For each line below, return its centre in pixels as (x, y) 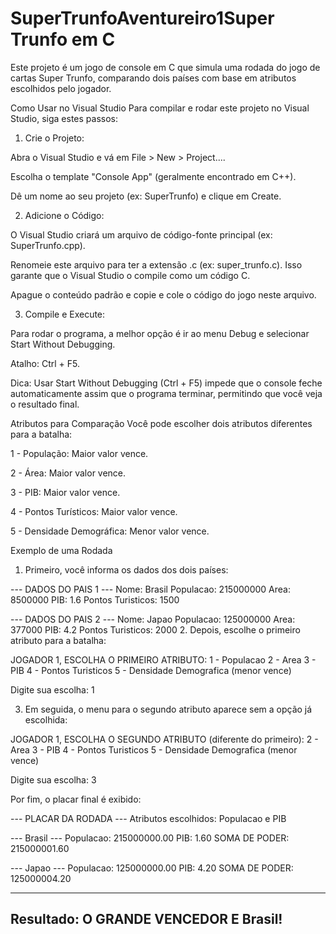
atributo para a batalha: (58, 640)
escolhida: (46, 719)
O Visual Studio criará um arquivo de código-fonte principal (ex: (141, 234)
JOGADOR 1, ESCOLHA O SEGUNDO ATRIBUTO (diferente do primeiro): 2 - (164, 739)
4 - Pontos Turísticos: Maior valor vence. (94, 511)
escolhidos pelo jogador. (61, 88)
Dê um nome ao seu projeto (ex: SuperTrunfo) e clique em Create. (146, 196)
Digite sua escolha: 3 (53, 779)
